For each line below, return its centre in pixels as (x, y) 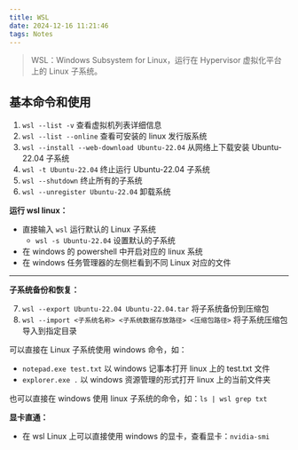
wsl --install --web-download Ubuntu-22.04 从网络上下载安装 (136, 147)
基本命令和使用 (50, 102)
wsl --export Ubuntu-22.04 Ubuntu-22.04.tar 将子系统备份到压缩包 (145, 309)
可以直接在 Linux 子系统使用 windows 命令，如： (98, 350)
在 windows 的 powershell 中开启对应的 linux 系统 (113, 252)
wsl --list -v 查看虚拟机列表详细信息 (92, 125)
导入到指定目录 (49, 331)
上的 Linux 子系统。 (67, 71)
